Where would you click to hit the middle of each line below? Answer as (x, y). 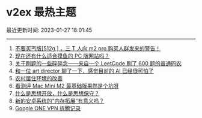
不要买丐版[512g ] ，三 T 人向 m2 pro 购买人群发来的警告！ (88, 48)
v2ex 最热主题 (41, 12)
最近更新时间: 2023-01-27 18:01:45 (49, 30)
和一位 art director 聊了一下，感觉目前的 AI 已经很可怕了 (84, 71)
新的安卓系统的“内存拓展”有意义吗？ (60, 101)
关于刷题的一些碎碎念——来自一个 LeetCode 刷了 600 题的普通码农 (98, 63)
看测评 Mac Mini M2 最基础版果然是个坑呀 (67, 86)
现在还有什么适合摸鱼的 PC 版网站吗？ (62, 56)
